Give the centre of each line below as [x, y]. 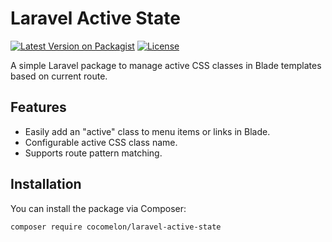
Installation [46, 184]
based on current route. [59, 76]
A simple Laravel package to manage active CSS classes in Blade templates [166, 65]
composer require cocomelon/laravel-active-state [116, 227]
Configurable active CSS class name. [101, 142]
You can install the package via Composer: [98, 208]
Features [38, 107]
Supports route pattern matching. [93, 153]
